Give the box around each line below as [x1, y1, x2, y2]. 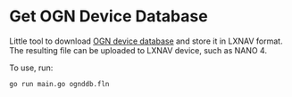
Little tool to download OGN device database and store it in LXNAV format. [9, 36, 283, 46]
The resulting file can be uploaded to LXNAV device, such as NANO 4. [9, 44, 268, 55]
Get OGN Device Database [9, 6, 208, 27]
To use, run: [9, 62, 54, 73]
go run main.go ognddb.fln [9, 79, 110, 88]
